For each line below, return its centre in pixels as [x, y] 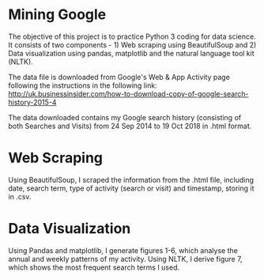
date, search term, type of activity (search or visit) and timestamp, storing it [131, 188]
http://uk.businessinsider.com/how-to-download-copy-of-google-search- [128, 93]
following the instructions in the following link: [83, 85]
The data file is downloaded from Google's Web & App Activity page [119, 77]
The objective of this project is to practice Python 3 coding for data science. [132, 36]
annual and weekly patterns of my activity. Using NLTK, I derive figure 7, [125, 259]
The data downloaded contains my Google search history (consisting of [125, 117]
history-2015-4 [32, 102]
